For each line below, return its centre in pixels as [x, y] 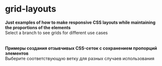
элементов [17, 53]
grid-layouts [31, 9]
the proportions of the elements [38, 27]
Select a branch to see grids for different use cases [56, 33]
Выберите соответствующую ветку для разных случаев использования [80, 58]
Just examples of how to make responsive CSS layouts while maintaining [80, 22]
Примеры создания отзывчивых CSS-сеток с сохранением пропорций [81, 48]
